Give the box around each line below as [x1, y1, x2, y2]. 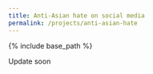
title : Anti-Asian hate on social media [8, 11, 146, 20]
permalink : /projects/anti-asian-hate [8, 19, 138, 27]
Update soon [8, 56, 51, 66]
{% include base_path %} [8, 41, 93, 50]
